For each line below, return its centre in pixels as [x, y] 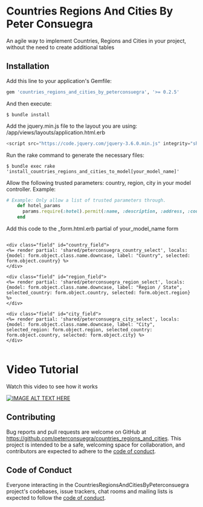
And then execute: [29, 104]
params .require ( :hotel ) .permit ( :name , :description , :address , [104, 211]
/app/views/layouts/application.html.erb [56, 132]
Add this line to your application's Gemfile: [59, 81]
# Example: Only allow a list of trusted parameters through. [86, 200]
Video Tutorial [42, 370]
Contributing [31, 417]
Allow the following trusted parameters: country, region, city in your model [99, 182]
